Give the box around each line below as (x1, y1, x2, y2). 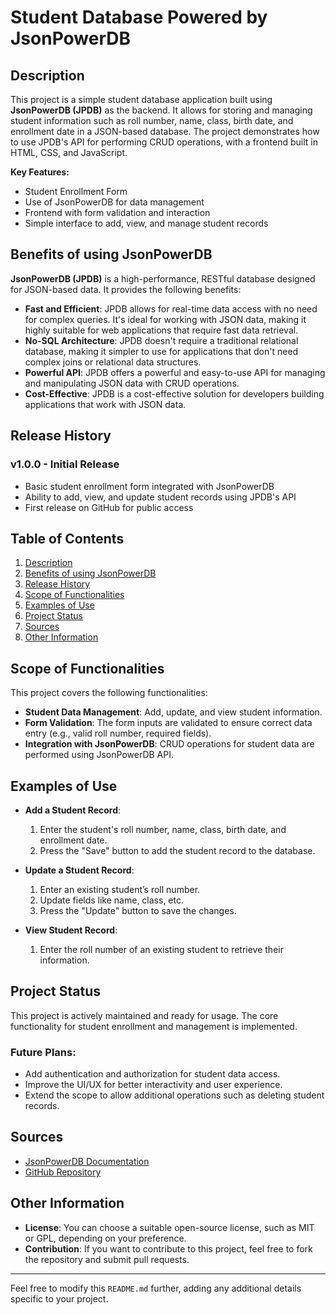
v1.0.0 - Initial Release (10, 457, 120, 471)
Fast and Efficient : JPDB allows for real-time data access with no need (24, 302, 318, 315)
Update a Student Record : (24, 864, 135, 876)
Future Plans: (10, 1045, 77, 1059)
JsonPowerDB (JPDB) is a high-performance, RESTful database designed (10, 272, 316, 285)
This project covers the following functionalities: (10, 687, 208, 699)
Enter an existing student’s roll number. (39, 883, 201, 895)
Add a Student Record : (24, 804, 122, 816)
